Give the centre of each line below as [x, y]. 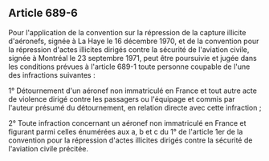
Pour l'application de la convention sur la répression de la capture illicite [127, 32]
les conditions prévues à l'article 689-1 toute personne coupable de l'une [129, 66]
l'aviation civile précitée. [49, 148]
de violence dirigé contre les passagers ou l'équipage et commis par [122, 99]
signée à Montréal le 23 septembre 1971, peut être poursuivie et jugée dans [132, 58]
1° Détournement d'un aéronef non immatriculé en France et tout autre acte [132, 91]
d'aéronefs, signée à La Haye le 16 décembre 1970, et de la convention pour [134, 41]
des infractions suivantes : [52, 74]
